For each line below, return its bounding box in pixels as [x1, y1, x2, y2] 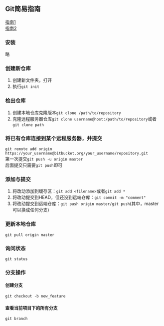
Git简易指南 [5, 4, 41, 13]
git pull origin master [5, 232, 55, 237]
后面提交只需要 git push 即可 [5, 162, 63, 168]
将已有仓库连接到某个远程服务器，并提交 [5, 134, 102, 141]
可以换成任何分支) [12, 207, 49, 213]
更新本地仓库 [5, 220, 36, 227]
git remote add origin [5, 146, 52, 151]
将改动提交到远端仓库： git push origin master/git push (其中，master [12, 200, 159, 206]
